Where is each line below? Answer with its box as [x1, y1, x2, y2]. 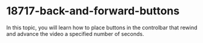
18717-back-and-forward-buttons [6, 4, 180, 18]
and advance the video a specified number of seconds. [6, 30, 144, 37]
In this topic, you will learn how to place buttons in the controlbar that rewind [6, 24, 198, 31]
